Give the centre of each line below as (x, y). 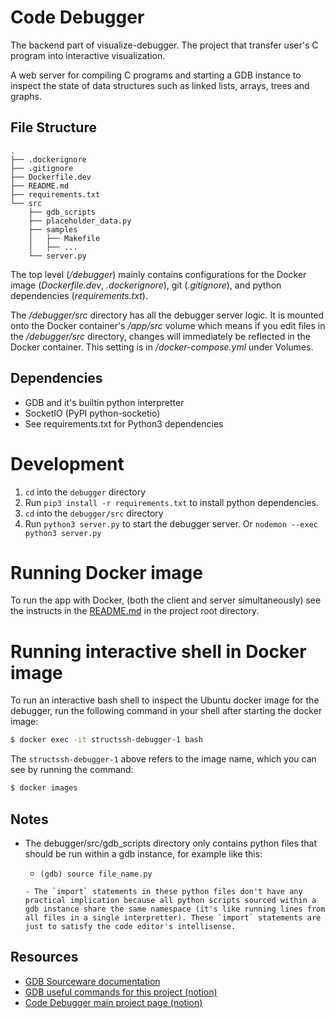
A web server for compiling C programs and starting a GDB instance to (156, 75)
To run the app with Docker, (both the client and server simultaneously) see (166, 600)
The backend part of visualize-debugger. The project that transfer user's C (164, 45)
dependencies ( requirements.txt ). (79, 295)
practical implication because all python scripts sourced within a (170, 900)
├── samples (53, 229)
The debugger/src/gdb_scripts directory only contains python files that (171, 843)
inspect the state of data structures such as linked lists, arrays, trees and (160, 85)
